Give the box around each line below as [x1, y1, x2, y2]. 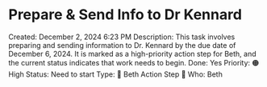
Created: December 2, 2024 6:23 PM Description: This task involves [8, 32, 236, 42]
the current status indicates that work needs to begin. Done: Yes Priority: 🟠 [8, 57, 260, 67]
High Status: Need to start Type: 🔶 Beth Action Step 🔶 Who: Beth [8, 69, 223, 79]
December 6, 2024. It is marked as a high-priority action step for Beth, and [8, 49, 257, 58]
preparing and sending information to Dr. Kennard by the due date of [8, 40, 236, 49]
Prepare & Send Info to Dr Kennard [8, 6, 242, 24]
